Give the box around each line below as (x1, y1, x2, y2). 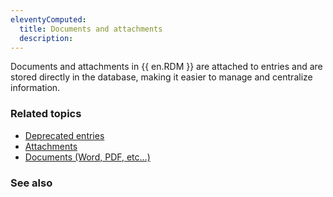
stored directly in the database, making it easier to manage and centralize (10, 71, 313, 83)
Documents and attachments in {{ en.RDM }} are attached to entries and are (10, 61, 323, 73)
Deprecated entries (24, 129, 105, 141)
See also (10, 176, 53, 190)
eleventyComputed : (10, 14, 87, 25)
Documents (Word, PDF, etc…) (24, 151, 151, 163)
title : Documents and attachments (19, 24, 163, 34)
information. (10, 82, 61, 94)
